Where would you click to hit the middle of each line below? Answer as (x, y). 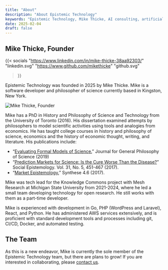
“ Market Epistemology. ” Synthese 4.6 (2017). (58, 172)
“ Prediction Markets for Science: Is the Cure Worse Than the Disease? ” (85, 162)
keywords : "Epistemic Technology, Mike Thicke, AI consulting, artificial (85, 19)
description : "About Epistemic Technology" (51, 14)
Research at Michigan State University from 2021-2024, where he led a (78, 187)
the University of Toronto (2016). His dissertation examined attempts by (79, 120)
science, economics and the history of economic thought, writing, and (77, 136)
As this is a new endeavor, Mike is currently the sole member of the (74, 251)
